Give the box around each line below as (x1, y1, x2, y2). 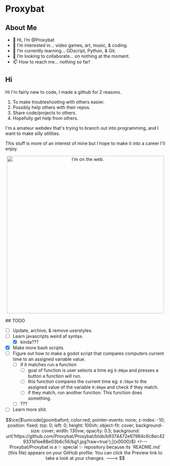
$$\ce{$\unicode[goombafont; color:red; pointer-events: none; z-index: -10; (6, 417, 165, 423)
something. (27, 395, 52, 401)
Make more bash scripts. (12, 345, 65, 350)
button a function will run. (27, 373, 82, 379)
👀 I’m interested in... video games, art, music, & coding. (12, 42, 128, 48)
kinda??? (20, 339, 39, 345)
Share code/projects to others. (12, 109, 77, 116)
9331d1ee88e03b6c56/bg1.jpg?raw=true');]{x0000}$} (22, 438, 136, 445)
